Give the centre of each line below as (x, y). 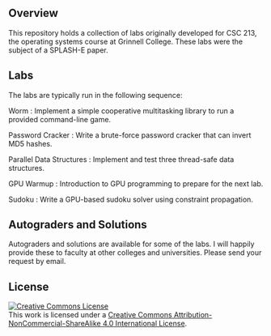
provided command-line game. (60, 119)
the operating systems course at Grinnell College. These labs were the (126, 41)
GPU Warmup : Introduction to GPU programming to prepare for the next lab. (136, 183)
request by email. (37, 262)
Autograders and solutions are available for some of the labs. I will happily (131, 244)
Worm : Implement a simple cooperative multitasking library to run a (121, 111)
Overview (34, 13)
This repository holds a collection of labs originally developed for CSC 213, (133, 32)
